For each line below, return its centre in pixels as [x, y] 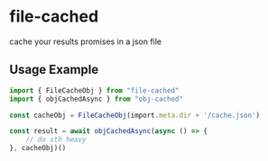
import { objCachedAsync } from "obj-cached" [96, 99]
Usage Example [54, 70]
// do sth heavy [56, 140]
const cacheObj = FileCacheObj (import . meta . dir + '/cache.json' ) [134, 115]
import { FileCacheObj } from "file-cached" [94, 90]
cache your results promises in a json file [86, 41]
